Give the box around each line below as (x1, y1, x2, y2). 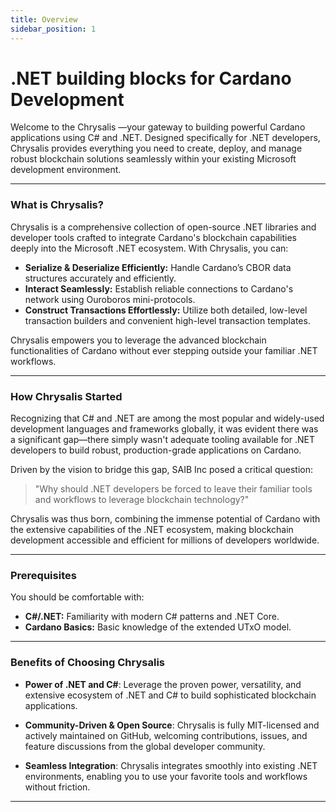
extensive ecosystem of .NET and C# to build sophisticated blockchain (24, 689, 317, 701)
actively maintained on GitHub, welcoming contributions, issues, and (24, 729, 308, 741)
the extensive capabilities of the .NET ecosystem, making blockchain (10, 524, 294, 536)
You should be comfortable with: (10, 591, 145, 603)
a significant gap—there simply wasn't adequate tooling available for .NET (10, 434, 316, 446)
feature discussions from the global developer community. (24, 740, 266, 752)
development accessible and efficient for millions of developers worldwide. (10, 534, 320, 546)
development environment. (10, 164, 122, 176)
